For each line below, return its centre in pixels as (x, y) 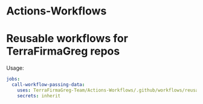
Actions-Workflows (56, 11)
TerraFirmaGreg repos (63, 51)
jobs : (13, 79)
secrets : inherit (39, 96)
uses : (24, 90)
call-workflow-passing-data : (48, 85)
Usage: (15, 68)
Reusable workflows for (67, 39)
